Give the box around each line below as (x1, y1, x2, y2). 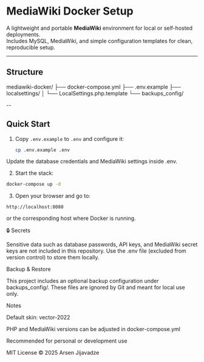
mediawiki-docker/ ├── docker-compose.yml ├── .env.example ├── (6, 83, 181, 90)
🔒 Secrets (6, 227, 30, 234)
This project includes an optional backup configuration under (6, 278, 159, 285)
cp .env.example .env (15, 147, 70, 153)
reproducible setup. (6, 44, 56, 51)
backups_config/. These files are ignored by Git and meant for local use (6, 284, 185, 291)
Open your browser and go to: (15, 193, 91, 200)
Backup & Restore (6, 265, 51, 273)
